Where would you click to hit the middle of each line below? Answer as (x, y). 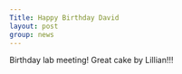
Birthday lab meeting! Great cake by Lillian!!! (91, 60)
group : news (32, 34)
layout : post (34, 26)
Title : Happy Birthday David (64, 18)
